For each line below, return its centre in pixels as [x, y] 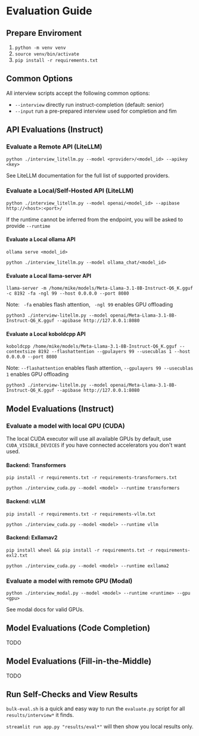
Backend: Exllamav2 [32, 537]
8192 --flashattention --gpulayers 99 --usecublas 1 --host [114, 352]
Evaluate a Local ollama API [41, 239]
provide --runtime [28, 225]
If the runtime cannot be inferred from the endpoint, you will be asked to [95, 219]
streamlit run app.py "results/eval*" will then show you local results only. [100, 726]
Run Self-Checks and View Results [72, 695]
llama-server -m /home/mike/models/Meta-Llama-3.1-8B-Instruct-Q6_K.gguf [100, 288]
